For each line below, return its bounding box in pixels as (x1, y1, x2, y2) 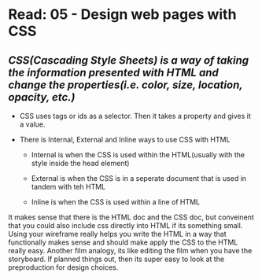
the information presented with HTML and (8, 65, 219, 79)
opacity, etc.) (8, 90, 76, 104)
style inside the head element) (31, 159, 130, 168)
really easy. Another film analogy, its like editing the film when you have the (8, 246, 253, 255)
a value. (19, 120, 46, 129)
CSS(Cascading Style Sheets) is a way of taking (8, 53, 249, 67)
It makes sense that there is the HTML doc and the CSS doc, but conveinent (8, 212, 254, 222)
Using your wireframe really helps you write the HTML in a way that (8, 230, 227, 238)
